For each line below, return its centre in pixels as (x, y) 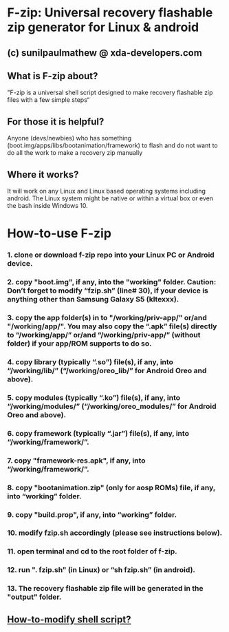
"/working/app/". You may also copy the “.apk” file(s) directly (112, 326)
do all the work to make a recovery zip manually (75, 153)
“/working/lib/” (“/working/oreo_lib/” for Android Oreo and (107, 370)
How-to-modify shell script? (69, 619)
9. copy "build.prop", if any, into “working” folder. (92, 514)
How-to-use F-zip (59, 234)
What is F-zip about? (53, 76)
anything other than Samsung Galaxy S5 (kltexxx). (93, 299)
